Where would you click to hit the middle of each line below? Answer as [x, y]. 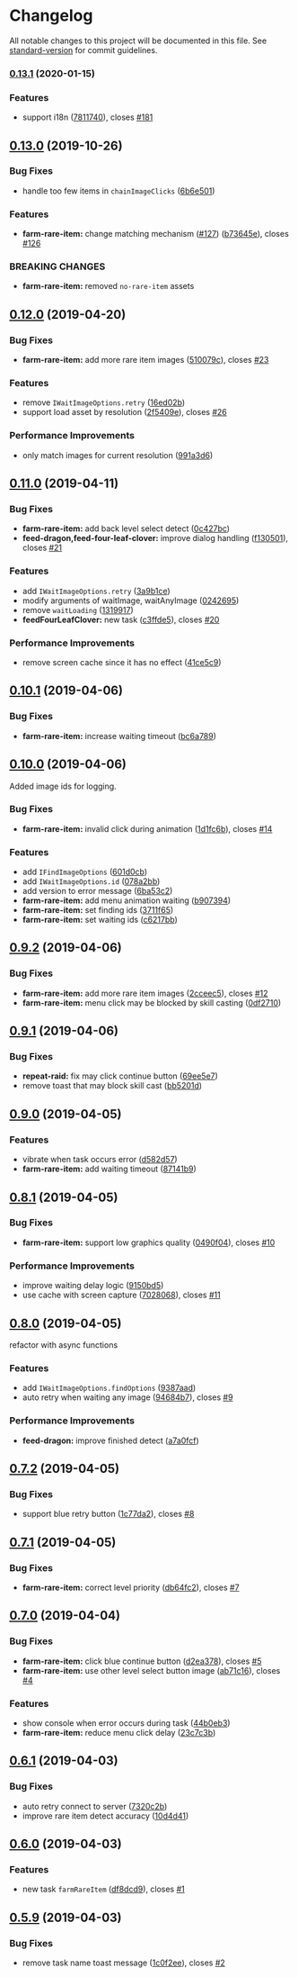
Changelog [51, 16]
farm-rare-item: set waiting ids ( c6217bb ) [100, 920]
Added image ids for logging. [63, 786]
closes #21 [42, 548]
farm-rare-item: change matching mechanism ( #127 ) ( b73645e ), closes [155, 234]
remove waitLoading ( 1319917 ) [78, 609]
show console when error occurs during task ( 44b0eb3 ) [126, 1723]
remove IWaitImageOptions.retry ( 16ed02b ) [104, 402]
